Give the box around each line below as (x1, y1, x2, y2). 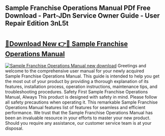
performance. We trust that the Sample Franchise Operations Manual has (5, 110, 153, 115)
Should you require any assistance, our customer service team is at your (5, 120, 152, 126)
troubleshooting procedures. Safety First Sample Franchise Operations (5, 89, 148, 95)
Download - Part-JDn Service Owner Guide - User (5, 12, 160, 20)
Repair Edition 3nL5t (5, 19, 69, 27)
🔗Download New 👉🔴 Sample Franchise (5, 39, 128, 48)
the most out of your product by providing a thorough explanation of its (5, 79, 149, 84)
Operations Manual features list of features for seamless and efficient (5, 105, 146, 110)
